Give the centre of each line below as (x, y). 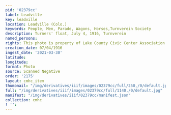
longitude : (17, 62)
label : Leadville (24, 15)
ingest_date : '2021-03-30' (34, 52)
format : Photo (20, 67)
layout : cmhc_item (25, 81)
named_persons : (21, 39)
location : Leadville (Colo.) (36, 24)
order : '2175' (20, 76)
